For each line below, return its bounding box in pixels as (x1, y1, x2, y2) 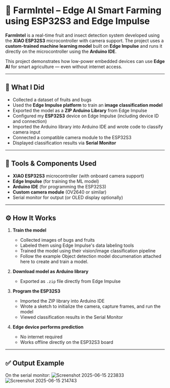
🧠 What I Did (5, 83, 45, 92)
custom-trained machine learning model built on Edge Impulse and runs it (5, 43, 163, 49)
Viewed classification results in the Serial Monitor (20, 314, 123, 320)
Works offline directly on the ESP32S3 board (20, 339, 114, 345)
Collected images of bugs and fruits (20, 237, 95, 243)
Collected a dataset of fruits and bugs (12, 96, 92, 103)
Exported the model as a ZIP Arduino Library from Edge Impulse (12, 107, 148, 113)
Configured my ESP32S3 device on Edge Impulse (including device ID (12, 113, 159, 119)
